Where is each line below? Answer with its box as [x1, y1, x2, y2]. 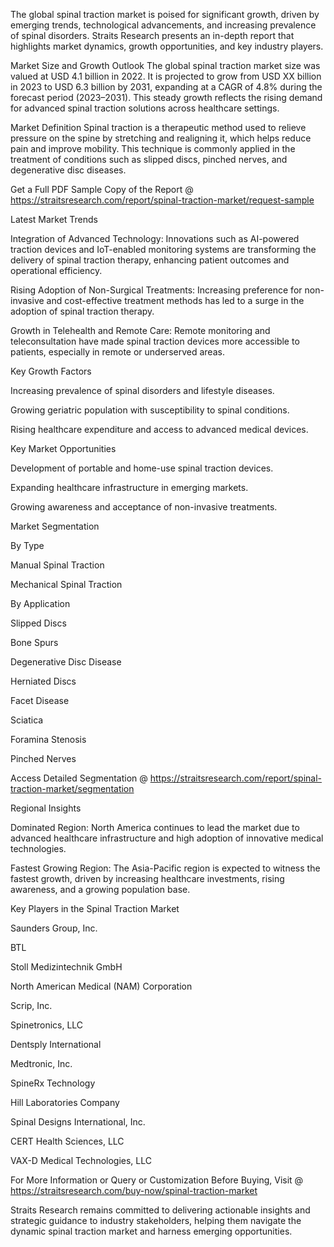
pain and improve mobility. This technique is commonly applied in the [10, 143, 296, 154]
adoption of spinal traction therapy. [10, 305, 155, 317]
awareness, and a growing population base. [10, 884, 191, 895]
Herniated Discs [10, 675, 77, 687]
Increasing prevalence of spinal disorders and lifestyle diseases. [10, 385, 275, 396]
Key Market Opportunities [10, 443, 117, 454]
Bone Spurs [10, 637, 59, 648]
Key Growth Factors [10, 365, 92, 377]
